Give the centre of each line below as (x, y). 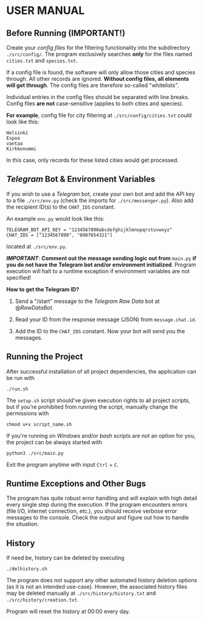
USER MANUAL (46, 11)
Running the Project (45, 357)
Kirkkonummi (21, 149)
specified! (19, 277)
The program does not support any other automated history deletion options (102, 580)
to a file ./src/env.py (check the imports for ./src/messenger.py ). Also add (100, 200)
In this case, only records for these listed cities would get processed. (93, 160)
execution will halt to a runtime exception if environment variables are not (98, 271)
